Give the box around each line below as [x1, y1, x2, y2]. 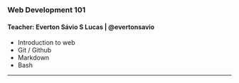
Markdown [17, 53, 50, 62]
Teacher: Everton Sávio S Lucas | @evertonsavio [7, 23, 155, 31]
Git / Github [17, 46, 52, 55]
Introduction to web [17, 38, 75, 47]
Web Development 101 [7, 5, 86, 15]
